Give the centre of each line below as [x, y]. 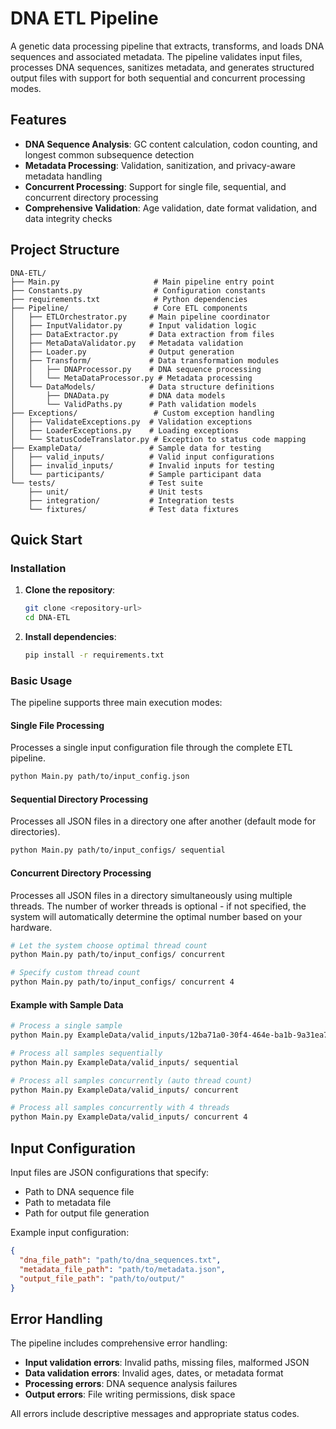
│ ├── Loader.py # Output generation [122, 352]
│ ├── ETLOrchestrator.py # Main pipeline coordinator [140, 317]
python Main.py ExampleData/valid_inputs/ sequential [125, 1062]
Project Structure [65, 250]
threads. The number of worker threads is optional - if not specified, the [158, 906]
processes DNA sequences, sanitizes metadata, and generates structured [162, 67]
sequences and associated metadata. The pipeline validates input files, [156, 56]
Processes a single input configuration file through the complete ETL [151, 748]
